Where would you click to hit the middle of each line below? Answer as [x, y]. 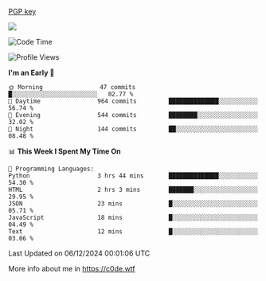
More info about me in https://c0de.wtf [72, 269]
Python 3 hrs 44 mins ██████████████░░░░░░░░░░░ [133, 176]
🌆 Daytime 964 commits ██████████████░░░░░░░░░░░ [133, 101]
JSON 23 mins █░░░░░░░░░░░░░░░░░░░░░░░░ [133, 204]
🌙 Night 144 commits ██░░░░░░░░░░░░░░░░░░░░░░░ [133, 129]
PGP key [22, 12]
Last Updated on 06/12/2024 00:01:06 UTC [79, 253]
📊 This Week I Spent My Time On [65, 151]
